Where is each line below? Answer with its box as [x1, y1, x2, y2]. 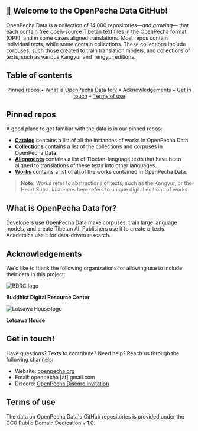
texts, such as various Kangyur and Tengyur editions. [6, 53, 136, 60]
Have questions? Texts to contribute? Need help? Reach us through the [6, 349, 180, 356]
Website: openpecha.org [14, 367, 75, 374]
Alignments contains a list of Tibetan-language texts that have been [14, 155, 181, 163]
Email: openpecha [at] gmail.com [14, 373, 96, 381]
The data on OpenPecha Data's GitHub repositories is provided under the [6, 413, 184, 420]
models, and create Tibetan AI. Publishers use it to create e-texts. [6, 225, 166, 232]
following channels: [6, 356, 54, 363]
